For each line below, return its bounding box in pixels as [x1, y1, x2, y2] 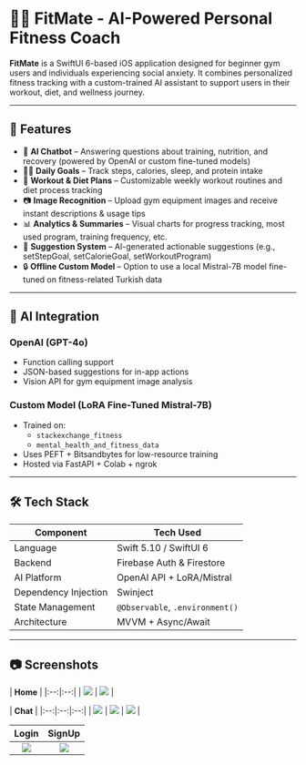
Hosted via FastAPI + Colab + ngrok [22, 458, 158, 469]
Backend [14, 556, 52, 568]
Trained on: [22, 419, 66, 431]
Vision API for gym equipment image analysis [22, 376, 193, 387]
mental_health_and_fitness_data [36, 441, 159, 450]
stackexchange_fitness [36, 431, 123, 440]
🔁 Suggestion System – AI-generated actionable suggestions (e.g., [22, 240, 276, 251]
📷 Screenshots [9, 657, 98, 672]
